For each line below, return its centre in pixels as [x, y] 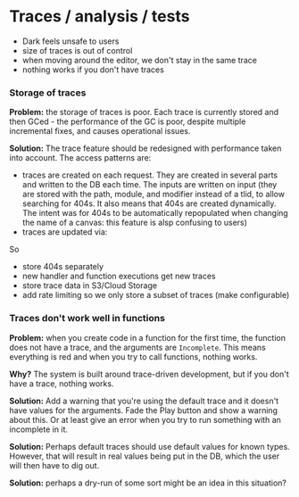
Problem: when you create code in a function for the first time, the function [147, 337]
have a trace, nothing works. [62, 383]
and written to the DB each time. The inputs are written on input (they [149, 185]
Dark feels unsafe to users [71, 41]
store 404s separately [63, 267]
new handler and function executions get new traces [119, 276]
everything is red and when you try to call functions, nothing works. [133, 356]
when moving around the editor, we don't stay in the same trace [139, 60]
